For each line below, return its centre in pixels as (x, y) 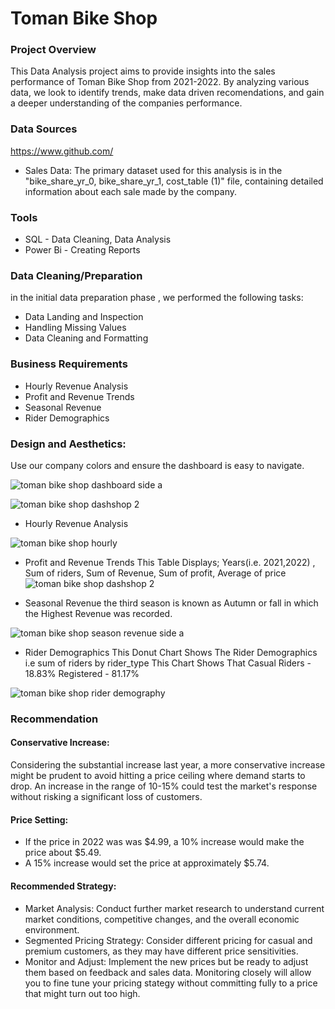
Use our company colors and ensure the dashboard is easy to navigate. (157, 465)
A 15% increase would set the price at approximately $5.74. (147, 863)
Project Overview (53, 50)
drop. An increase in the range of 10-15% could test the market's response (164, 786)
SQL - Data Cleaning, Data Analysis (98, 239)
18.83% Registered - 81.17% (82, 673)
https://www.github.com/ (62, 151)
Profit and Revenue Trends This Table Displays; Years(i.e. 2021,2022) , (170, 562)
